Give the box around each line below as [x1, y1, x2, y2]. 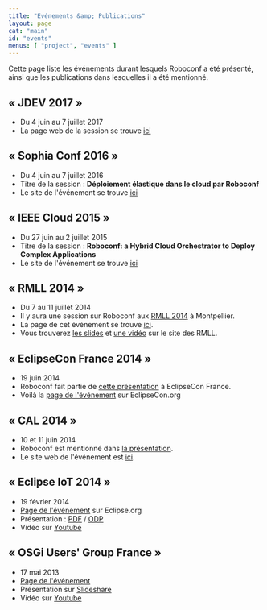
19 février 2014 [19, 496, 70, 506]
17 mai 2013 [19, 567, 60, 577]
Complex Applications [19, 249, 97, 259]
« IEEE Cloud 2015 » [8, 211, 110, 225]
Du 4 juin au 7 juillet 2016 [19, 170, 104, 180]
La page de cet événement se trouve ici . [19, 320, 154, 330]
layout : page [8, 19, 52, 27]
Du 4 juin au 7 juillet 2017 [19, 117, 103, 127]
